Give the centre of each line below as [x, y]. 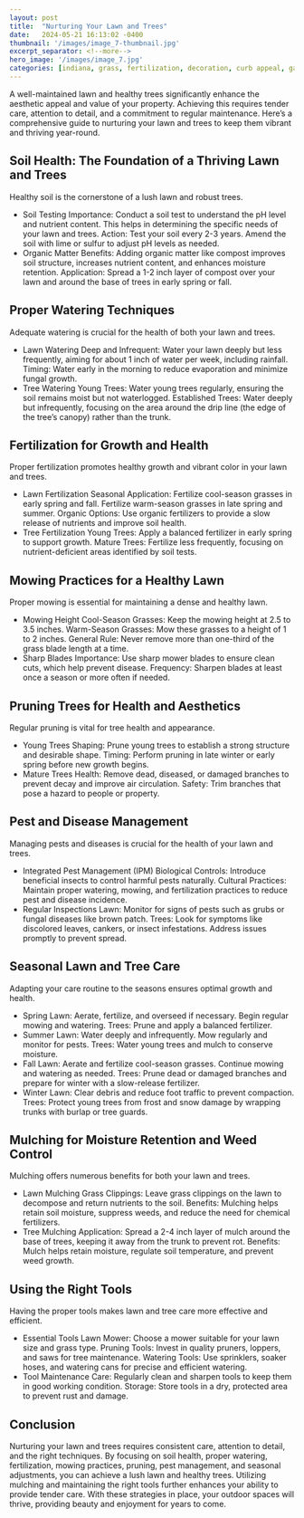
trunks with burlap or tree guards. [85, 1112]
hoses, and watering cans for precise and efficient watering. [135, 1367]
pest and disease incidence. [75, 899]
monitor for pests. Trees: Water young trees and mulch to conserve [147, 1044]
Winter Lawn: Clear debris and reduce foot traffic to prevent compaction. [158, 1093]
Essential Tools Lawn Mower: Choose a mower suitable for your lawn [151, 1338]
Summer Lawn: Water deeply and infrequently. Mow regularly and [145, 1035]
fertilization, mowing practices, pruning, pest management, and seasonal [145, 1465]
